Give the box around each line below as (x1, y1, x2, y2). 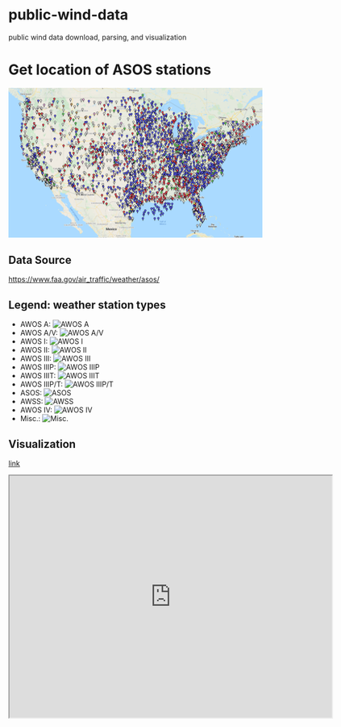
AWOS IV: (19, 405, 52, 415)
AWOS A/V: (19, 328, 58, 338)
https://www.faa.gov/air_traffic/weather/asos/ (8, 274, 160, 284)
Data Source (8, 253, 72, 267)
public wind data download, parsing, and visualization (8, 32, 187, 42)
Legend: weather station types (8, 298, 167, 311)
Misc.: (19, 414, 41, 424)
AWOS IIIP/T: (19, 379, 63, 389)
